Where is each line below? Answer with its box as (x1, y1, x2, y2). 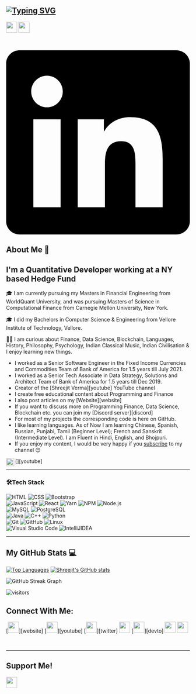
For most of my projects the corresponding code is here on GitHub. (14, 416, 176, 423)
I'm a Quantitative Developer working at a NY (6, 264, 173, 275)
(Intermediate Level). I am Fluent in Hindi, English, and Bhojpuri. (14, 434, 167, 441)
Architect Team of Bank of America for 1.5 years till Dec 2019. (14, 378, 162, 385)
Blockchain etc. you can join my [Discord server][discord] (14, 409, 153, 416)
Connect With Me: (6, 606, 74, 616)
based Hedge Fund (6, 274, 76, 284)
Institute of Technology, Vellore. (6, 324, 83, 332)
